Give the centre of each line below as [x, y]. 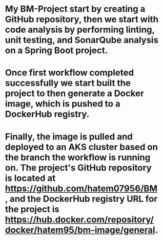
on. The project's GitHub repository [79, 168]
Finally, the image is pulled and [69, 136]
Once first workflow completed [70, 73]
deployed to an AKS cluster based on [81, 147]
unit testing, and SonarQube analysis [82, 40]
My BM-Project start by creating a [75, 9]
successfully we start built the [68, 83]
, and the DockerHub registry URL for [81, 199]
